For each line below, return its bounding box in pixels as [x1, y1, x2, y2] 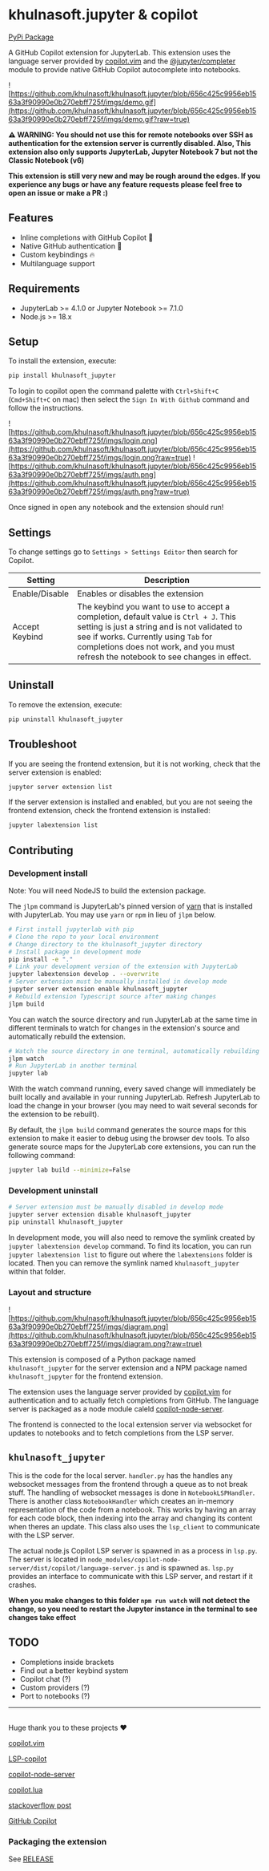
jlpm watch [8, 1055, 45, 1063]
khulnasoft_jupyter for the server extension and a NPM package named [8, 1363, 247, 1373]
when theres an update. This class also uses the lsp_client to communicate [8, 1522, 260, 1532]
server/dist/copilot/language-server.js [8, 1565, 146, 1573]
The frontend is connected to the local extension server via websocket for [8, 1419, 252, 1429]
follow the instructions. [8, 403, 84, 413]
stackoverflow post [8, 1800, 72, 1810]
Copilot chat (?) [19, 1674, 71, 1683]
